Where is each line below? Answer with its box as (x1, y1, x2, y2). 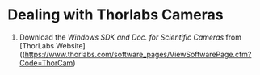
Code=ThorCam (19, 58, 73, 68)
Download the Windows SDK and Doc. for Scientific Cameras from (19, 32, 241, 42)
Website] (55, 40, 86, 50)
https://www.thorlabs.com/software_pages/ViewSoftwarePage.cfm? (24, 49, 252, 59)
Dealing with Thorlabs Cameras (7, 6, 224, 24)
